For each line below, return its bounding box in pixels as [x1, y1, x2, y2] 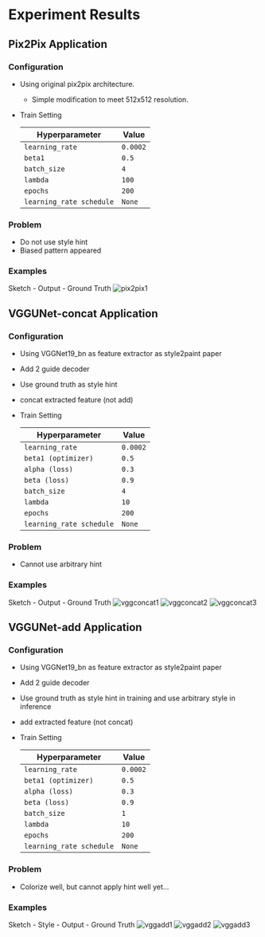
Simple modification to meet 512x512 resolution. [31, 94, 189, 104]
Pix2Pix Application [8, 37, 107, 51]
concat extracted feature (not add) [19, 395, 134, 405]
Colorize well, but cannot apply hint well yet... [19, 882, 170, 892]
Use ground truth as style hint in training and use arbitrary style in [19, 693, 236, 703]
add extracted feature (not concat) [19, 717, 134, 727]
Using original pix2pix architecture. [19, 79, 135, 88]
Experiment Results [8, 6, 141, 24]
